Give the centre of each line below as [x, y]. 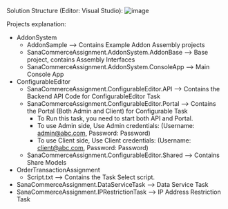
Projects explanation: [36, 24]
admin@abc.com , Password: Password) [94, 133]
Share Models [47, 162]
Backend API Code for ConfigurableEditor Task [93, 96]
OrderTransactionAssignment [58, 170]
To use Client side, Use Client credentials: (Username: [114, 140]
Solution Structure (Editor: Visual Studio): [65, 11]
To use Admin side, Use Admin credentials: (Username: [116, 126]
